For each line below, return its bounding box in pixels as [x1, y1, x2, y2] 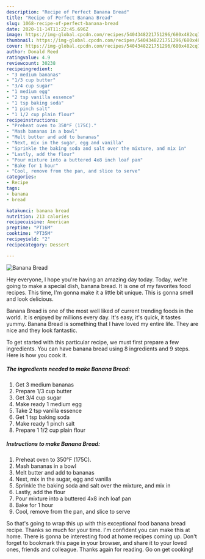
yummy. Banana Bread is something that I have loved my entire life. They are [6, 320, 199, 327]
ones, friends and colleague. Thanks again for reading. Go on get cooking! [6, 546, 193, 553]
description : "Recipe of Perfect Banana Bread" [6, 9, 130, 15]
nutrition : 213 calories [6, 213, 70, 220]
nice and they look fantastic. [6, 327, 77, 334]
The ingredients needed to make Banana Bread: [6, 365, 131, 373]
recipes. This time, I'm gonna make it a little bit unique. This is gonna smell [6, 289, 193, 296]
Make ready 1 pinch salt [15, 420, 75, 427]
